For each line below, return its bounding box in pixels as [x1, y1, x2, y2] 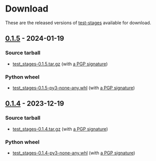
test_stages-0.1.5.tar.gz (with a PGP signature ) [12, 61, 108, 67]
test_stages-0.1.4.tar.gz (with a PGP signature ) [12, 126, 108, 132]
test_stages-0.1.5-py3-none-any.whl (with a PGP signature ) [12, 85, 135, 91]
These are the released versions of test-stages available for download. [5, 20, 151, 26]
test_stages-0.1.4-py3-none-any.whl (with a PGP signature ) [12, 149, 135, 156]
